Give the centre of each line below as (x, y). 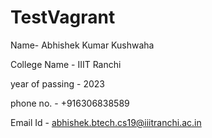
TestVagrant (63, 17)
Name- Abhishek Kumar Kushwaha (82, 45)
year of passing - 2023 (57, 83)
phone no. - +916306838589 (70, 103)
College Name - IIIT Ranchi (66, 64)
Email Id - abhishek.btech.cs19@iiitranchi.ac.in (106, 122)
